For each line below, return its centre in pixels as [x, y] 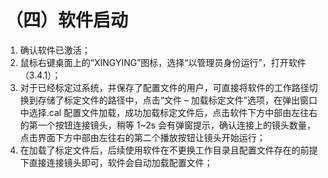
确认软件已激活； [55, 50]
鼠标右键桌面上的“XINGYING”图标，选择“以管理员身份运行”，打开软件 [163, 62]
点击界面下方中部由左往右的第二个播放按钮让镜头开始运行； [142, 137]
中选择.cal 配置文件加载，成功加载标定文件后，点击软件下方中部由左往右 [168, 112]
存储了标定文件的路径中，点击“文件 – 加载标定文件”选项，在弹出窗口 [177, 100]
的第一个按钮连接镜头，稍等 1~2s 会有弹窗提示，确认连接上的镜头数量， [168, 125]
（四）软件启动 [67, 20]
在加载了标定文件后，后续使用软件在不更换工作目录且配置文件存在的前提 [168, 150]
